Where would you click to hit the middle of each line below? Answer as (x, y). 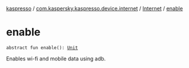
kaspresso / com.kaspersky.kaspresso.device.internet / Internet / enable (94, 8)
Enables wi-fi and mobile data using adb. (56, 59)
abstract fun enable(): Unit (42, 47)
